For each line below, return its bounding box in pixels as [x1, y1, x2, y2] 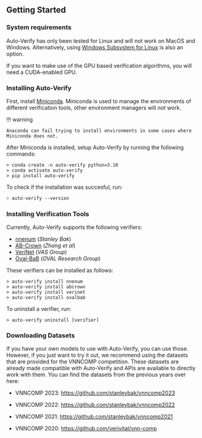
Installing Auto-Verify [6, 84, 72, 92]
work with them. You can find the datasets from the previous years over [6, 371, 186, 378]
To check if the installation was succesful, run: [6, 183, 123, 191]
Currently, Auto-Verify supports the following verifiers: [6, 224, 143, 231]
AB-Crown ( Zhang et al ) [15, 242, 76, 249]
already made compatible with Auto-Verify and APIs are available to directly [6, 365, 196, 372]
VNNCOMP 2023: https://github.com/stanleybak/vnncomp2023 [15, 389, 175, 396]
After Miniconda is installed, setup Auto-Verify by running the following [6, 144, 184, 151]
